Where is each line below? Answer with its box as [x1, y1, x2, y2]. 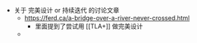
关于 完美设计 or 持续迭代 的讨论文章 [13, 6, 120, 14]
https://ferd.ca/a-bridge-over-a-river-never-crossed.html [24, 14, 190, 22]
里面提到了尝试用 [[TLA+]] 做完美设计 [34, 22, 144, 30]
